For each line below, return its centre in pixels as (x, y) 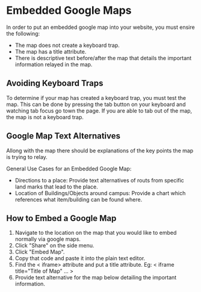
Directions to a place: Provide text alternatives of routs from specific (100, 180)
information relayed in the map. (54, 64)
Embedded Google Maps (69, 11)
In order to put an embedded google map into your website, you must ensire (100, 27)
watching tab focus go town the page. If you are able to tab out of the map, (99, 110)
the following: (23, 33)
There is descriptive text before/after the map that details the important (103, 58)
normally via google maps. (48, 239)
